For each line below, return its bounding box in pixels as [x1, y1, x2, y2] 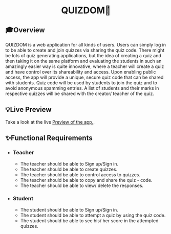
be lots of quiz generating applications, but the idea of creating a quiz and [5, 53, 161, 58]
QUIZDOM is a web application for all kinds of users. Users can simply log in [5, 42, 166, 48]
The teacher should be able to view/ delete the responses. [20, 182, 144, 189]
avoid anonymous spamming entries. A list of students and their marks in [5, 85, 159, 91]
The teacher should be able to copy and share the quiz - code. [20, 177, 153, 183]
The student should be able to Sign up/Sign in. [20, 206, 119, 213]
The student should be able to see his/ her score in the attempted [20, 217, 159, 224]
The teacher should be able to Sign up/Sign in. [20, 160, 119, 167]
